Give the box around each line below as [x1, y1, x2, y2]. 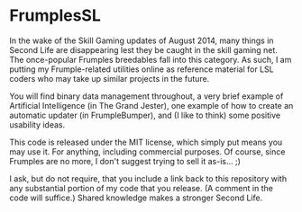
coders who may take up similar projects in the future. [9, 73, 210, 84]
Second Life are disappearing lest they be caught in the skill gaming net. [9, 44, 278, 55]
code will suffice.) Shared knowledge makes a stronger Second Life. [9, 192, 263, 203]
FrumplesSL [9, 5, 102, 26]
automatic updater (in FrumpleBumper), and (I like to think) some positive [9, 110, 281, 120]
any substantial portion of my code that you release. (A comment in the [9, 182, 273, 193]
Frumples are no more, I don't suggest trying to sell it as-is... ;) [9, 155, 242, 166]
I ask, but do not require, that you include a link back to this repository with [9, 172, 287, 184]
